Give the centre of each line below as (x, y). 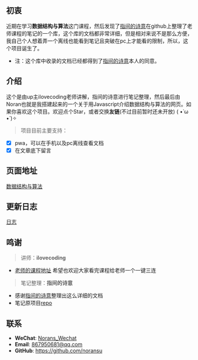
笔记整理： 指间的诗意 (46, 283)
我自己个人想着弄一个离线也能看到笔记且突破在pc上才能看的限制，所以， (95, 41)
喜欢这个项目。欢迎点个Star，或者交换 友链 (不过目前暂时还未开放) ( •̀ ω (103, 111)
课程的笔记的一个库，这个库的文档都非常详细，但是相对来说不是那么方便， (102, 33)
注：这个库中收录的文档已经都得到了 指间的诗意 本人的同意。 (87, 60)
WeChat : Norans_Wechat (46, 338)
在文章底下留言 (33, 150)
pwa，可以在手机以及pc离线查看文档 (59, 143)
